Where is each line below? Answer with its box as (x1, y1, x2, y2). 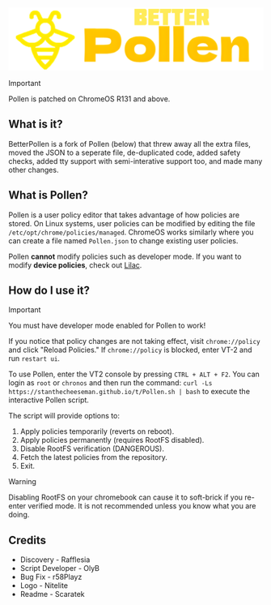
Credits (8, 533, 47, 547)
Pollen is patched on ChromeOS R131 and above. (8, 94, 171, 104)
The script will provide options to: (8, 411, 120, 421)
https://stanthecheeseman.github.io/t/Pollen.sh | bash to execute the (8, 387, 251, 397)
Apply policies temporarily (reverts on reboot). (19, 427, 175, 436)
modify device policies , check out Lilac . (8, 260, 142, 270)
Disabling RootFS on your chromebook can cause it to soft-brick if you (8, 492, 243, 502)
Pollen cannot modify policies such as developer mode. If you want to (8, 251, 242, 261)
